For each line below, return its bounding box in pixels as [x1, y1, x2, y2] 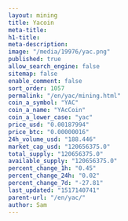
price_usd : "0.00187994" [8, 121, 90, 129]
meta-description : [8, 41, 68, 49]
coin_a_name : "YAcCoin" [8, 107, 86, 114]
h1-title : [8, 33, 41, 42]
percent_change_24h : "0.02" [8, 172, 101, 180]
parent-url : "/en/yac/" [8, 194, 86, 201]
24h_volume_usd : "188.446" [8, 135, 97, 143]
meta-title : [8, 26, 47, 34]
